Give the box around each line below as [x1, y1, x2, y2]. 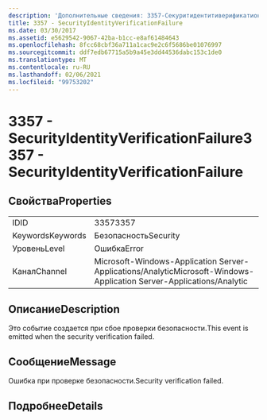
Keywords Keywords [12, 229, 87, 241]
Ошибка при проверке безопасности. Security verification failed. [8, 376, 224, 386]
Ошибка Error [94, 243, 145, 254]
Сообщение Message [8, 355, 117, 368]
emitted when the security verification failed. [8, 332, 155, 341]
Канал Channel [12, 265, 68, 276]
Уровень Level [12, 243, 65, 254]
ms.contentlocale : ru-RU [8, 64, 91, 71]
